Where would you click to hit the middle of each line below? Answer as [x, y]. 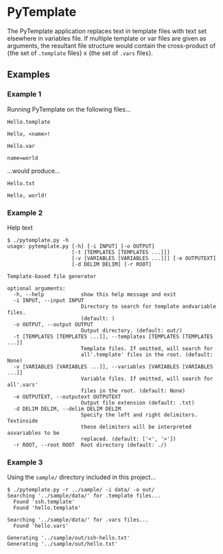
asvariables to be [33, 433]
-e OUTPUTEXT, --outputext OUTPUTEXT [67, 396]
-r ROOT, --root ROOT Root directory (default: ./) [90, 445]
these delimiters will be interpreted [136, 427]
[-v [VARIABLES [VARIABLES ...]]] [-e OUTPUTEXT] [144, 258]
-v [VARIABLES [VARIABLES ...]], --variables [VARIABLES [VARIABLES [113, 366]
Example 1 [24, 94]
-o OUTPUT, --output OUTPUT [54, 324]
